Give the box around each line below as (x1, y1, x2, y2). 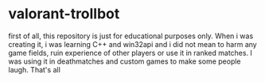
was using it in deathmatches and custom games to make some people (8, 57, 241, 66)
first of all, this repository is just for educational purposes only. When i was (8, 31, 254, 41)
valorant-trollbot (8, 5, 120, 23)
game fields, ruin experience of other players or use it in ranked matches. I (8, 48, 253, 57)
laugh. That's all (8, 64, 61, 74)
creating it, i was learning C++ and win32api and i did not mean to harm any (8, 39, 257, 49)
